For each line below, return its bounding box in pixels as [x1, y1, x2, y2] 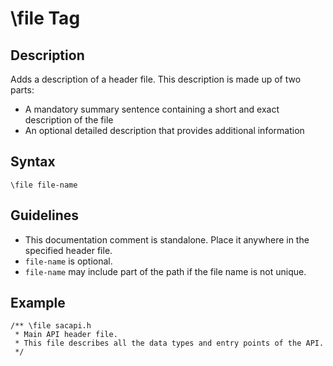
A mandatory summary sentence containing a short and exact [24, 103, 280, 115]
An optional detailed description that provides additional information [24, 125, 305, 136]
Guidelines [10, 207, 79, 224]
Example [10, 295, 66, 312]
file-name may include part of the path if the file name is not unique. [24, 265, 307, 277]
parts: [10, 84, 35, 96]
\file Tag [10, 7, 81, 30]
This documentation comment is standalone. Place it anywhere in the [24, 233, 310, 246]
